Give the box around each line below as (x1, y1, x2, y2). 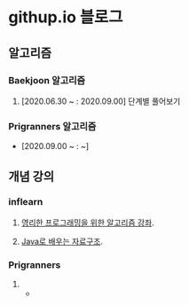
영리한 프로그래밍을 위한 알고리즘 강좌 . (20, 217, 154, 228)
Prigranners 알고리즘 (8, 120, 97, 132)
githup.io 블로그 (8, 7, 123, 27)
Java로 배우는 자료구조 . (20, 236, 104, 246)
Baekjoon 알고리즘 (8, 74, 86, 86)
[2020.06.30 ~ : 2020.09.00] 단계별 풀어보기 (20, 96, 181, 106)
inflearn (8, 196, 43, 208)
